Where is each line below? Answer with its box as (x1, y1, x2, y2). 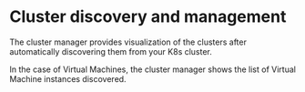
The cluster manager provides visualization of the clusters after (9, 36, 248, 47)
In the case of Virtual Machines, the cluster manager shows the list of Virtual (9, 64, 296, 75)
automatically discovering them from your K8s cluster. (9, 46, 212, 56)
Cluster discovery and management (9, 6, 287, 27)
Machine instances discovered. (9, 73, 127, 84)
